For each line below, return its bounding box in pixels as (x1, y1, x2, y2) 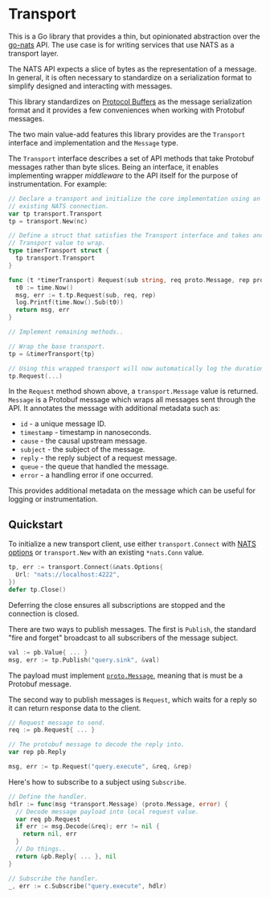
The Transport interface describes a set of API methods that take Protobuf (8, 154, 255, 163)
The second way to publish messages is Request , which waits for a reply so (8, 695, 257, 704)
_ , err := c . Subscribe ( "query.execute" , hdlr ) (8, 882, 167, 890)
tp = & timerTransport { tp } (8, 350, 95, 358)
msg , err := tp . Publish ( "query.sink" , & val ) (8, 656, 160, 664)
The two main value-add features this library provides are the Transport (8, 129, 246, 139)
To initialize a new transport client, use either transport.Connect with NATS (8, 539, 256, 549)
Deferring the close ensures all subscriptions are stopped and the (8, 600, 226, 609)
